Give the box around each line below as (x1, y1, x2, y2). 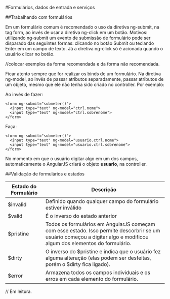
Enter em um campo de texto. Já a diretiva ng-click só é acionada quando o (5, 46, 163, 51)
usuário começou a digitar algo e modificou (45, 233, 149, 241)
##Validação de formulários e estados (5, 171, 85, 177)
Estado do (12, 183, 37, 190)
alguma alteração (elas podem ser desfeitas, (45, 254, 151, 261)
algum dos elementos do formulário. (45, 240, 132, 247)
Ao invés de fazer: (5, 92, 44, 97)
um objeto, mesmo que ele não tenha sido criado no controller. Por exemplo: (5, 81, 164, 87)
